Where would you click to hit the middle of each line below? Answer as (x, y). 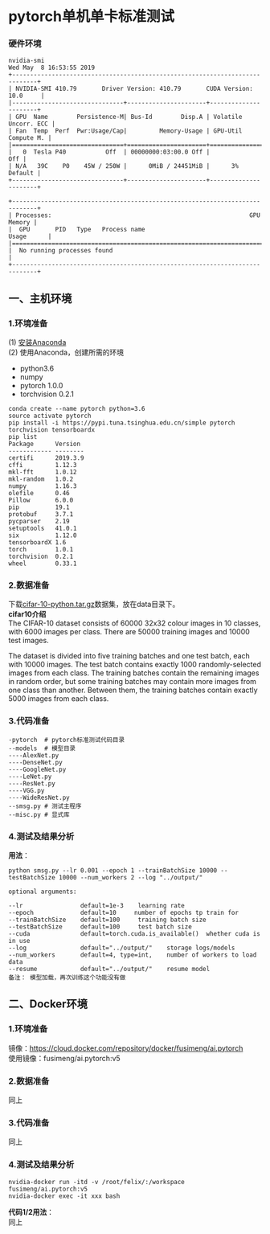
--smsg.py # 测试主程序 (45, 806)
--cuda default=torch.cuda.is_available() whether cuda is (135, 934)
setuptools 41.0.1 (43, 529)
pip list (23, 437)
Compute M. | (30, 138)
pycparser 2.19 (39, 522)
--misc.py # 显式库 (39, 814)
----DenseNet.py (35, 762)
